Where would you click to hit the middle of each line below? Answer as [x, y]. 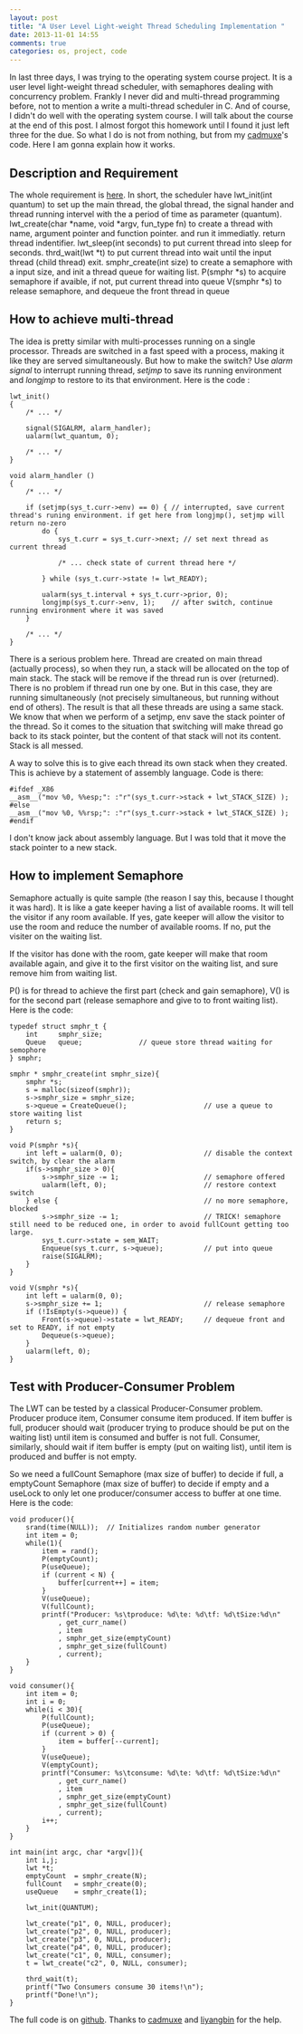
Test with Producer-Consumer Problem [122, 1386]
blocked [24, 1209]
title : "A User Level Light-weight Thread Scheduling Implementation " [147, 26]
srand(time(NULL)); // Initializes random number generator [143, 1528]
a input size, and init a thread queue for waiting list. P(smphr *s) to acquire [148, 272]
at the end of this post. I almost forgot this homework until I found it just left [149, 125]
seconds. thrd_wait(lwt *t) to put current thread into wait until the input [141, 252]
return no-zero [38, 523]
